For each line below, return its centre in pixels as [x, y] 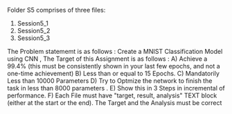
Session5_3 [34, 38]
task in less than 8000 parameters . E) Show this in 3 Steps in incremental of [116, 88]
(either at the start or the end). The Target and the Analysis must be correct [115, 103]
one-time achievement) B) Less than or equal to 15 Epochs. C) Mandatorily [114, 73]
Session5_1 [33, 23]
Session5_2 [34, 31]
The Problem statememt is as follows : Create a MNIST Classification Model [115, 51]
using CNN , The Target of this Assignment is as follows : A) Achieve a [107, 59]
